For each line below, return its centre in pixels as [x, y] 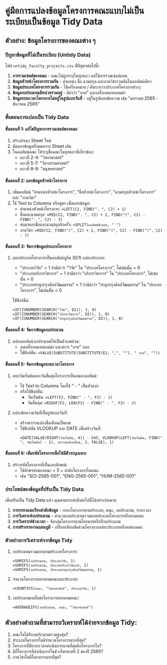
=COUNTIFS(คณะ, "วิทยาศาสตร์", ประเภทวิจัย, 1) [54, 588]
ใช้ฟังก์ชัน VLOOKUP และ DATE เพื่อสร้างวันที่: [60, 428]
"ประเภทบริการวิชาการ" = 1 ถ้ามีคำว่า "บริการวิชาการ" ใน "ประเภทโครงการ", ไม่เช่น [89, 274]
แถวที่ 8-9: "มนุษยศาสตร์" [42, 169]
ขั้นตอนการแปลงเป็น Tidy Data [37, 117]
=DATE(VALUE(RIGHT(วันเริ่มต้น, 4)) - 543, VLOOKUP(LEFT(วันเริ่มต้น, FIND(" [91, 438]
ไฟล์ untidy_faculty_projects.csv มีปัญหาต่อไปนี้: [52, 66]
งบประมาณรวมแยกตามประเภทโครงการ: [45, 551]
